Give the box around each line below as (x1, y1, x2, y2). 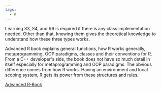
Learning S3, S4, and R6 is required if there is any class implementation (5, 25, 150, 31)
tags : (5, 7, 16, 12)
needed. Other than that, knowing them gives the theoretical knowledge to (5, 31, 156, 37)
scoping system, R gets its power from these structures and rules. (5, 72, 139, 78)
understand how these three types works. (5, 36, 90, 42)
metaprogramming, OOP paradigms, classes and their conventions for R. (5, 50, 153, 57)
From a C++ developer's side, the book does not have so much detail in (5, 56, 150, 62)
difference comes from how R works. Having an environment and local (5, 66, 148, 72)
